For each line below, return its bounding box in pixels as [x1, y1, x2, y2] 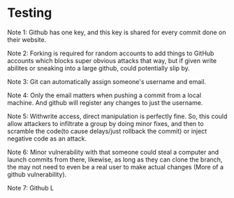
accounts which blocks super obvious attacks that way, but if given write [7, 56, 217, 64]
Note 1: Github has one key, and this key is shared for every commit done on [7, 28, 226, 36]
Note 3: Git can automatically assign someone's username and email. [7, 77, 207, 85]
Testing [7, 5, 52, 21]
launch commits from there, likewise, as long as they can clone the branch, [7, 155, 223, 164]
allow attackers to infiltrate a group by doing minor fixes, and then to [7, 119, 204, 127]
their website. [7, 35, 47, 43]
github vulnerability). [7, 170, 67, 178]
